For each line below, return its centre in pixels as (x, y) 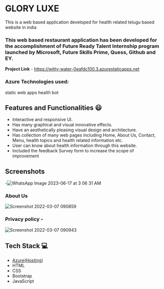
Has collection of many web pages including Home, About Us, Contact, (84, 135)
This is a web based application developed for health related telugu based (80, 22)
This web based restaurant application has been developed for (81, 40)
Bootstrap (22, 276)
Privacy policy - (24, 219)
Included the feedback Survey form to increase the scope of (73, 151)
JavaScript (23, 281)
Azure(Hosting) (27, 260)
